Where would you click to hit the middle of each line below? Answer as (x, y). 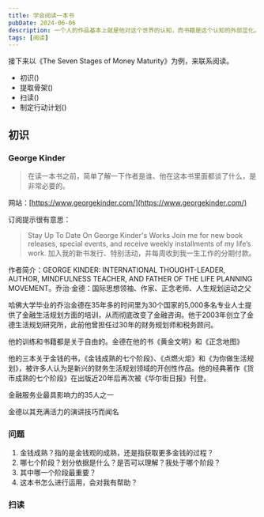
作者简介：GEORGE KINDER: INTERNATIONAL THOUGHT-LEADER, (117, 270)
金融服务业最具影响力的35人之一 (61, 394)
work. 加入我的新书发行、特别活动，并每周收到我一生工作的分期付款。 (141, 253)
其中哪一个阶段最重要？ (58, 473)
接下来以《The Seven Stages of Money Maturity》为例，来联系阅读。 (121, 61)
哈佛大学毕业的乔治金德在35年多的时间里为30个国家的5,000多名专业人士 (126, 304)
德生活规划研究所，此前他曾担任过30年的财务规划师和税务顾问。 (113, 324)
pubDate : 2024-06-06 (42, 23)
